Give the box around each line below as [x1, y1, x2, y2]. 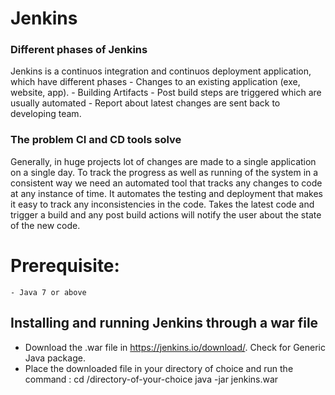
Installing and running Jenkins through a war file [10, 315, 319, 332]
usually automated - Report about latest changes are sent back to [10, 97, 281, 109]
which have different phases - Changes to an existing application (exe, [10, 76, 301, 88]
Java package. [24, 352, 86, 364]
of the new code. [10, 219, 81, 231]
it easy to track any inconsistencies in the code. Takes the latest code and [10, 198, 315, 210]
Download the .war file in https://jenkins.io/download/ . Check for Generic [24, 341, 326, 353]
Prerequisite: [10, 254, 120, 277]
